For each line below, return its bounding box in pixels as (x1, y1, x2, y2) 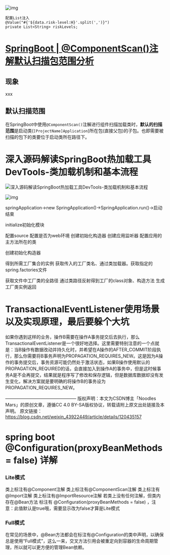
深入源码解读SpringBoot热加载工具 (5, 154, 152, 165)
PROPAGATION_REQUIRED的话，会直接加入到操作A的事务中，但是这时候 (5, 365, 157, 372)
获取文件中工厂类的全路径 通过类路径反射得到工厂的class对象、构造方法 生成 (5, 277, 165, 283)
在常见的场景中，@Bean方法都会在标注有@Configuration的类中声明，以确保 (5, 532, 164, 538)
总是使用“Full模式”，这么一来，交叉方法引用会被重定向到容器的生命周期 (5, 538, 154, 544)
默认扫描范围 (5, 107, 46, 116)
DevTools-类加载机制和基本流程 (5, 166, 138, 177)
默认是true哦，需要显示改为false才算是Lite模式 (22, 505, 120, 511)
